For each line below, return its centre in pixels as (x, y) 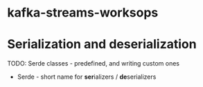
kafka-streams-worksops (83, 13)
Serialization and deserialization (102, 45)
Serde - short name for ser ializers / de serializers (87, 77)
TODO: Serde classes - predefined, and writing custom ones (94, 64)
